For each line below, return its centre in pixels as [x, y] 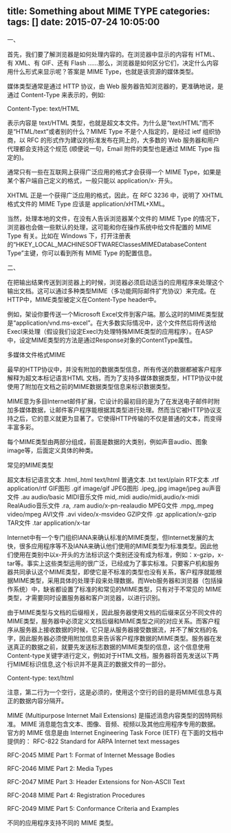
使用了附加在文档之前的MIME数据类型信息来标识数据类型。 [90, 386]
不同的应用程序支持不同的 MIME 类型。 [62, 823]
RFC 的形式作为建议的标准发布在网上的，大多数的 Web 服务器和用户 [123, 140]
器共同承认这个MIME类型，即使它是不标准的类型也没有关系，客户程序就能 [112, 572]
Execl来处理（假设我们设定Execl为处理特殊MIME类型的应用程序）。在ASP [110, 331]
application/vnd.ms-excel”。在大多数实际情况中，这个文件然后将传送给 [117, 323]
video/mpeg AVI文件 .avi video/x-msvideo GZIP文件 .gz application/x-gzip [112, 514]
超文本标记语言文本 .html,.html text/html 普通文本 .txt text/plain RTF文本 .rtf [113, 479]
